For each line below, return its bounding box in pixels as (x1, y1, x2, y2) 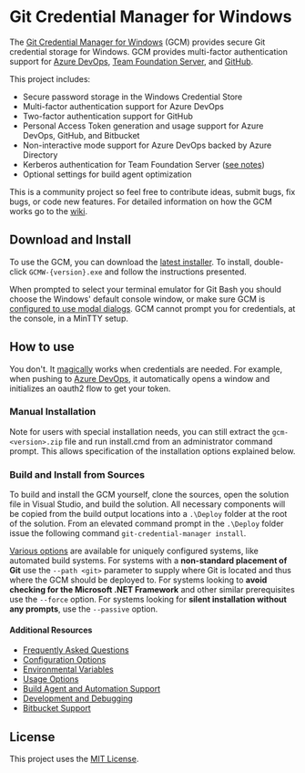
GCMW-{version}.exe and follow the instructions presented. (28, 266, 248, 277)
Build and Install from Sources (9, 468, 146, 480)
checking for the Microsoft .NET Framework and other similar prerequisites (9, 584, 296, 595)
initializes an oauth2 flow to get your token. (9, 383, 171, 394)
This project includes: (9, 73, 91, 84)
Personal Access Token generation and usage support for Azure (22, 120, 264, 131)
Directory (22, 149, 58, 160)
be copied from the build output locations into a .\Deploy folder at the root (9, 509, 288, 520)
